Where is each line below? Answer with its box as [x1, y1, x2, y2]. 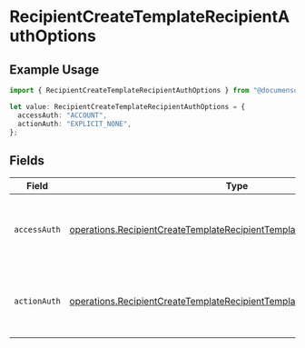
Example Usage [9, 62, 100, 77]
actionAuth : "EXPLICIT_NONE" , [17, 119, 132, 128]
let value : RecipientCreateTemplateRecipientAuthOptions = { [9, 102, 246, 111]
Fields [9, 153, 45, 168]
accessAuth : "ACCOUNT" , [17, 111, 107, 120]
